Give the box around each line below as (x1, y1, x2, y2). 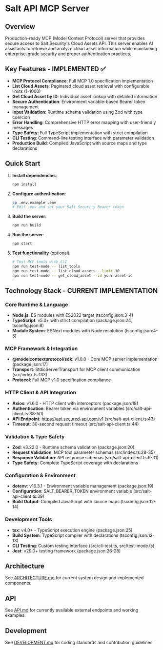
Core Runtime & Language (5, 301, 68, 308)
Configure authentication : (12, 191, 66, 197)
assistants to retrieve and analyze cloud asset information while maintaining (5, 46, 158, 51)
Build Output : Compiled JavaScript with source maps (12, 499, 120, 505)
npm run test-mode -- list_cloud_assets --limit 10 (12, 268, 120, 273)
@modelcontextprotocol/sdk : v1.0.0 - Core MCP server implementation (12, 356, 158, 362)
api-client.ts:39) (12, 493, 45, 499)
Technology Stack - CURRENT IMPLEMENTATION (5, 286, 158, 295)
